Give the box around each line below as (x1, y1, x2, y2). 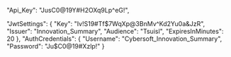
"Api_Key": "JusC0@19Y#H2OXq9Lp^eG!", (6, 6, 130, 14)
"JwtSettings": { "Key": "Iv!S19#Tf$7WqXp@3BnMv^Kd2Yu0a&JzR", (6, 20, 205, 27)
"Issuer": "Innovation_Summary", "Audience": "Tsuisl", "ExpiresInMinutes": (6, 27, 224, 35)
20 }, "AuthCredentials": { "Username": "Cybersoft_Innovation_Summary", (6, 34, 222, 43)
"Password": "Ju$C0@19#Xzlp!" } (6, 42, 105, 50)
